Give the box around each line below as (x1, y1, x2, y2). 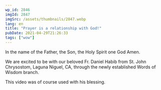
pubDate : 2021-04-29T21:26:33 (5, 30, 68, 35)
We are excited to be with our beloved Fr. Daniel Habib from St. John (5, 58, 146, 64)
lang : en (5, 21, 23, 26)
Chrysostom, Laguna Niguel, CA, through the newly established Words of (5, 63, 156, 70)
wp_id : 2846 (5, 7, 30, 12)
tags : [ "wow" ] (5, 35, 35, 40)
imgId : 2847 (5, 12, 30, 17)
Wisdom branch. (5, 69, 39, 75)
